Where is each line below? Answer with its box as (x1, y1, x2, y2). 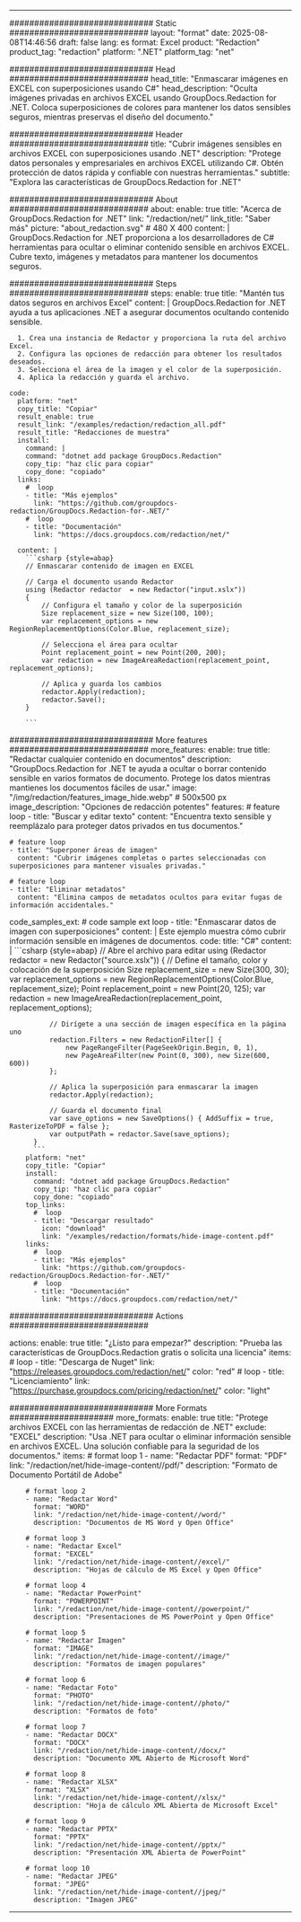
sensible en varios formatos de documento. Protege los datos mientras (9, 773, 271, 783)
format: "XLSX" (32, 1785, 90, 1794)
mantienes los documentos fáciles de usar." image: (9, 782, 197, 793)
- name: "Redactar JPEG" (25, 1872, 118, 1881)
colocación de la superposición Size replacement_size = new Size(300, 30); (9, 965, 289, 974)
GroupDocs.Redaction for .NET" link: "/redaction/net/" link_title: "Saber (9, 213, 271, 224)
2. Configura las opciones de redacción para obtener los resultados (17, 349, 282, 358)
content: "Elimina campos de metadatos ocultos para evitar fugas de (17, 893, 282, 902)
